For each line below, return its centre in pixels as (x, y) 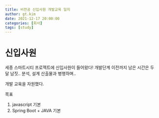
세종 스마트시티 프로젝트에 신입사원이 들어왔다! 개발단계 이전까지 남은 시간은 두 (80, 67)
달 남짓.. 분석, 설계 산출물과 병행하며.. (41, 74)
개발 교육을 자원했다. (25, 84)
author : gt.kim (20, 14)
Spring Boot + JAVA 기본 (36, 111)
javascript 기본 (26, 104)
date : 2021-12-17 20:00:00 (32, 18)
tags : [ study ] (19, 28)
